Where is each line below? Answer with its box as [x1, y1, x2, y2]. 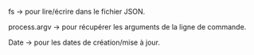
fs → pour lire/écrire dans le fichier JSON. [8, 7, 146, 16]
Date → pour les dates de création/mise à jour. [8, 37, 161, 47]
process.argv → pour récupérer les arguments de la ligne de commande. [8, 22, 247, 31]
